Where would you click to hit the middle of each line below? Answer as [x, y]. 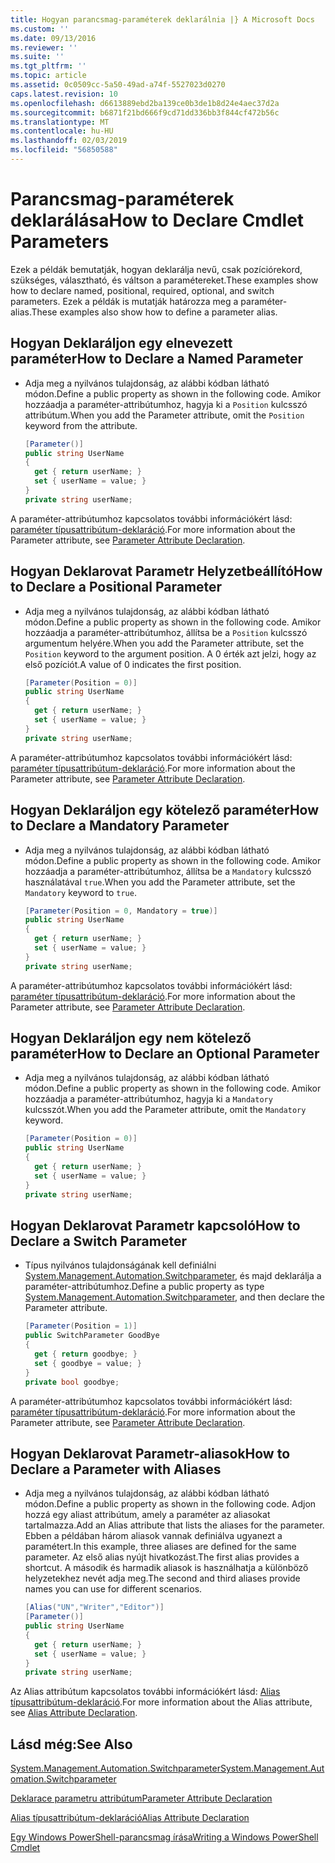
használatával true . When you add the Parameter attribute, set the [160, 882]
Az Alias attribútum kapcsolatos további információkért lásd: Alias [145, 1692]
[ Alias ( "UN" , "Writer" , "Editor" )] [94, 1607]
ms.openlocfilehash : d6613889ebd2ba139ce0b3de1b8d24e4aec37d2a [145, 103]
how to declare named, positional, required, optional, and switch [142, 290]
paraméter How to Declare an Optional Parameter [165, 1054]
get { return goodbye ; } [86, 1354]
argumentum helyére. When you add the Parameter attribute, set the [164, 643]
